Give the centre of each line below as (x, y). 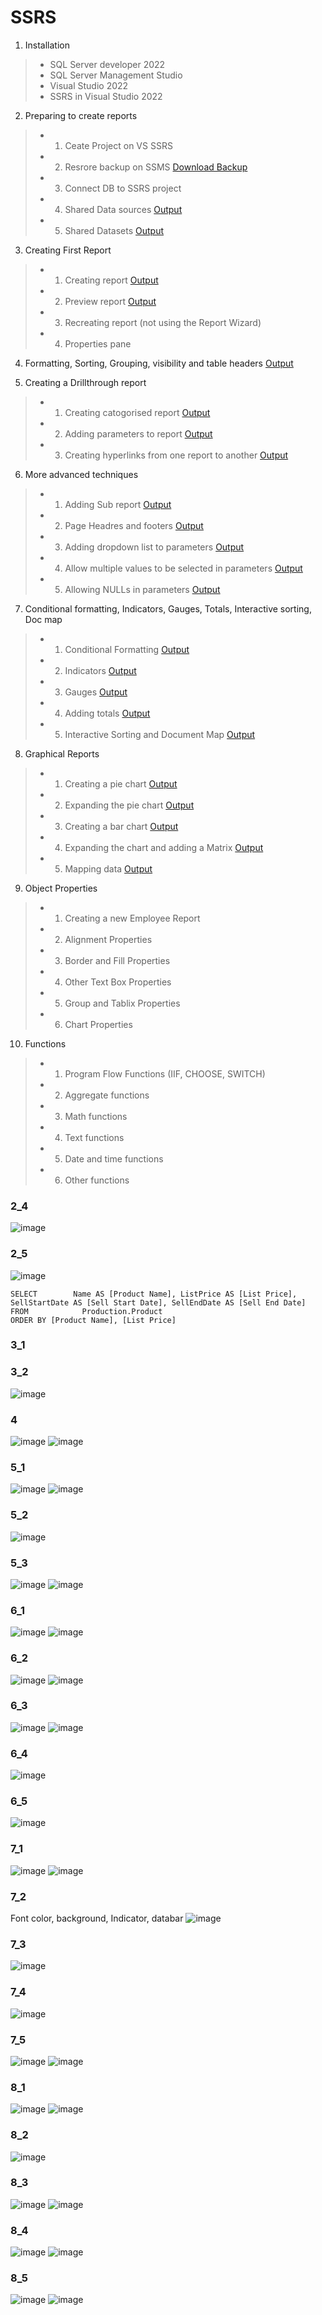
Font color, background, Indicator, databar (97, 1918)
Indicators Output (100, 670)
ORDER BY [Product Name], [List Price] (93, 1320)
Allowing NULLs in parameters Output (142, 589)
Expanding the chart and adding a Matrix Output (164, 847)
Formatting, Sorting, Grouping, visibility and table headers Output (159, 363)
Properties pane (98, 343)
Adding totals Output (107, 713)
